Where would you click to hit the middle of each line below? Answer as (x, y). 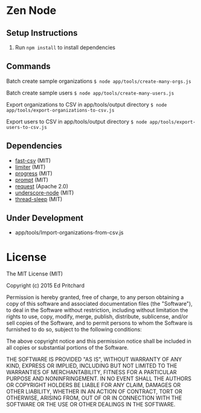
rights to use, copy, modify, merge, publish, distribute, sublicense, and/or (97, 317)
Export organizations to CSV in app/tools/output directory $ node (87, 104)
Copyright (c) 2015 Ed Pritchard (45, 286)
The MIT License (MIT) (35, 274)
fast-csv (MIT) (33, 160)
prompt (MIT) (31, 180)
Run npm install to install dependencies (65, 47)
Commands (29, 66)
